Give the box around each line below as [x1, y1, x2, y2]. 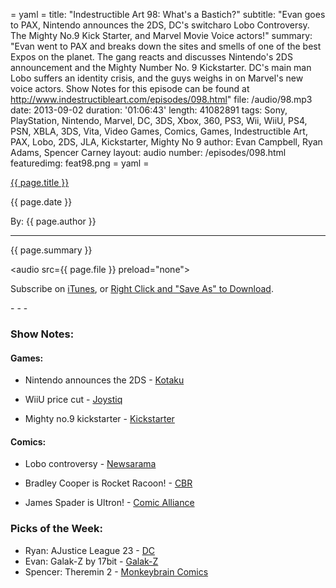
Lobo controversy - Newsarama [24, 458, 157, 470]
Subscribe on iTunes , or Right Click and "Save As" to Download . [10, 283, 274, 294]
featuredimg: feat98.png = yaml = [10, 157, 150, 169]
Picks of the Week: [10, 522, 104, 536]
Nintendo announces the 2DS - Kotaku [24, 374, 185, 386]
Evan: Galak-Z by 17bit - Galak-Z [24, 555, 159, 567]
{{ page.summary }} [10, 244, 93, 256]
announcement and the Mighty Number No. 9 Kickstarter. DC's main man [10, 62, 312, 73]
